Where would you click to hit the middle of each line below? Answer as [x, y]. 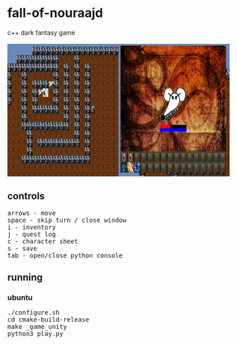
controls [26, 196]
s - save [22, 248]
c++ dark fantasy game [41, 33]
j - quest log [32, 234]
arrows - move [32, 213]
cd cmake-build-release [48, 320]
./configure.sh [34, 313]
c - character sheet [43, 241]
